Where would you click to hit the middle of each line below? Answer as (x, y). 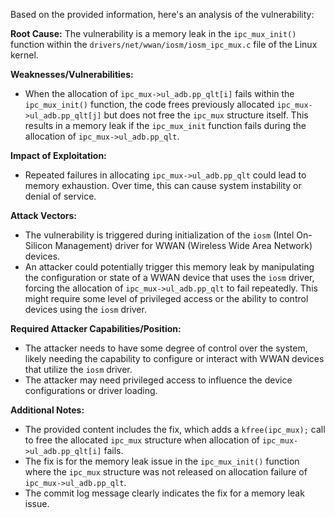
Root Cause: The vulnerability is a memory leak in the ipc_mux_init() (153, 33)
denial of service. (60, 196)
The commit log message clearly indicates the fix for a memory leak (164, 493)
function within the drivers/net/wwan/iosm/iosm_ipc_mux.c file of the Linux (164, 44)
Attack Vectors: (44, 215)
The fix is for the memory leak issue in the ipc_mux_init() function (162, 461)
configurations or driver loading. (91, 390)
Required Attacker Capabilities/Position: (96, 328)
